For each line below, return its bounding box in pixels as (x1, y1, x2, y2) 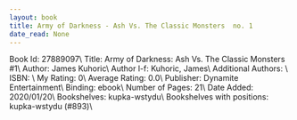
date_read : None (9, 29, 70, 38)
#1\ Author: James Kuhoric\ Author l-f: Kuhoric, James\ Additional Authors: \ (9, 63, 288, 74)
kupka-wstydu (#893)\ (9, 101, 93, 112)
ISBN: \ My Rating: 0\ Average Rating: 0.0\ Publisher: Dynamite (9, 73, 239, 84)
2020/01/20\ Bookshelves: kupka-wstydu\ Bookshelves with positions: (9, 92, 269, 102)
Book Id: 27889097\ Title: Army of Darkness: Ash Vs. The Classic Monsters (9, 54, 285, 65)
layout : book (9, 12, 58, 22)
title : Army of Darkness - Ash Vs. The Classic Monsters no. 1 (9, 21, 253, 30)
